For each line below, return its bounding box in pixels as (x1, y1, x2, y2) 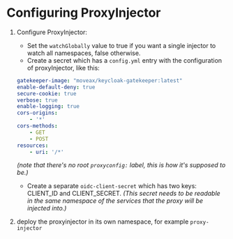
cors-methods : (16, 123, 58, 130)
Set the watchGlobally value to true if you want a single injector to (27, 41, 216, 49)
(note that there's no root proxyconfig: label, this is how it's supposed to (16, 161, 226, 169)
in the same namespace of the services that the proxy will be (27, 196, 204, 205)
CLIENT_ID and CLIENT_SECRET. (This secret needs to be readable (27, 190, 220, 198)
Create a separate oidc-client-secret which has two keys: (27, 182, 197, 190)
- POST (29, 135, 49, 142)
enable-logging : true (16, 103, 80, 110)
